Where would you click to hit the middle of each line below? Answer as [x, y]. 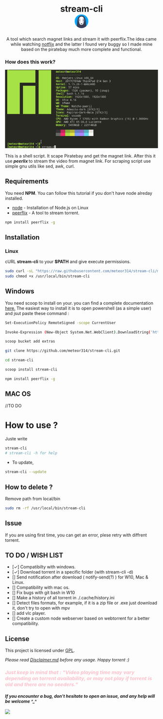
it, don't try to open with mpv [41, 608]
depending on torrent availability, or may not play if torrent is [79, 678]
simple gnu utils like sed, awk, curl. [40, 166]
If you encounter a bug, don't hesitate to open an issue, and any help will [80, 696]
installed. [14, 198]
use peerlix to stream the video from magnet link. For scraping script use [78, 161]
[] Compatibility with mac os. [41, 588]
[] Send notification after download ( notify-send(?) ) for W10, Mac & [80, 577]
